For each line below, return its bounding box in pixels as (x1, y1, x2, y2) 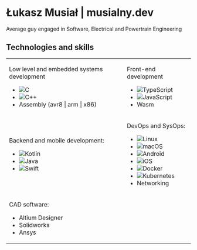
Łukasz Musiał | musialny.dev (6, 6, 154, 19)
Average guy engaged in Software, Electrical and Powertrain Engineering (6, 25, 182, 32)
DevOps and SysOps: (127, 121, 186, 129)
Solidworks (19, 221, 50, 229)
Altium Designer (19, 214, 63, 222)
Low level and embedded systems (9, 65, 103, 73)
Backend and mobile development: (9, 136, 104, 144)
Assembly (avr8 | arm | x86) (19, 100, 97, 108)
